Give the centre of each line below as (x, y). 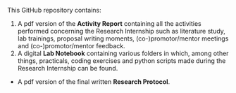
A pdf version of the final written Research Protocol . (94, 82)
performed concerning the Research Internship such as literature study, (121, 31)
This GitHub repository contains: (54, 10)
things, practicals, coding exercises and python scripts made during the (122, 61)
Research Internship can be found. (68, 68)
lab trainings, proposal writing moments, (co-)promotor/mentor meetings (123, 38)
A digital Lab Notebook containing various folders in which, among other (123, 53)
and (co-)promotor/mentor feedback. (71, 46)
